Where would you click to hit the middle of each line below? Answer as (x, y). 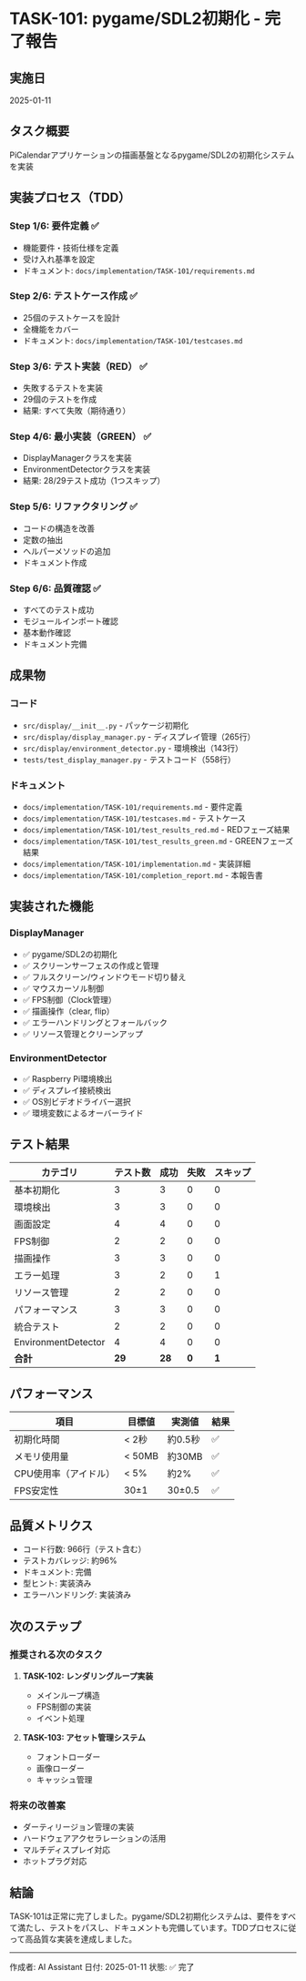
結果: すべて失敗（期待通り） (76, 411)
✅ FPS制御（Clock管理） (69, 999)
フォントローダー (68, 1757)
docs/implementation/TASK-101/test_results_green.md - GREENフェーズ (158, 841)
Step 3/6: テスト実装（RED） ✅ (79, 366)
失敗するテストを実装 (62, 388)
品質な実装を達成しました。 (85, 1939)
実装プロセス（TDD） (70, 198)
